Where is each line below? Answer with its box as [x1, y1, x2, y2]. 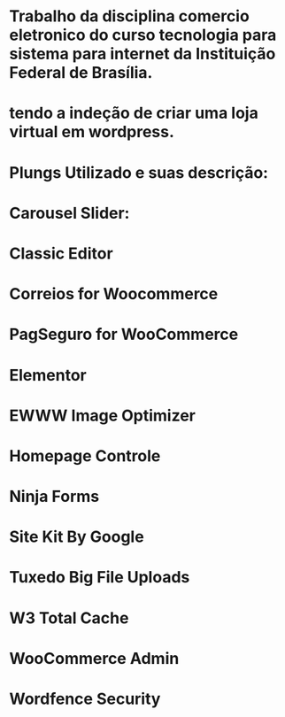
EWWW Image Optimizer [9, 405, 196, 426]
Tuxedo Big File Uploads [9, 567, 190, 588]
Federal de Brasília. [9, 63, 153, 83]
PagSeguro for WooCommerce [9, 325, 239, 344]
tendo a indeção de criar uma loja [9, 104, 258, 123]
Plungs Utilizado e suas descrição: [9, 162, 268, 182]
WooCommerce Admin [9, 648, 180, 668]
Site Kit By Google [9, 527, 144, 547]
